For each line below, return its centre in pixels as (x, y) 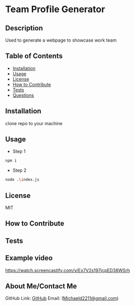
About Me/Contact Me (41, 286)
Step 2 (19, 170)
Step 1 (19, 151)
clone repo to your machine (34, 123)
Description (24, 28)
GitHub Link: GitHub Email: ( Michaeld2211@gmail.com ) (62, 298)
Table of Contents (34, 56)
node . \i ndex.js (22, 180)
